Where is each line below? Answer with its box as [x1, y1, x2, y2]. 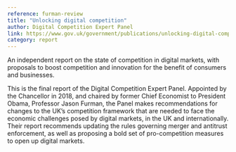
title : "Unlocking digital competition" [7, 17, 128, 24]
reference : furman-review [7, 10, 83, 18]
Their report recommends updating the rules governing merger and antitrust [7, 122, 228, 130]
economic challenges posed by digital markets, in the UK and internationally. [7, 114, 229, 123]
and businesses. [7, 71, 55, 80]
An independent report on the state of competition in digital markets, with [7, 56, 220, 64]
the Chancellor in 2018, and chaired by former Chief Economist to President [7, 92, 226, 101]
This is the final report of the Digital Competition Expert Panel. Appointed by [7, 84, 227, 93]
